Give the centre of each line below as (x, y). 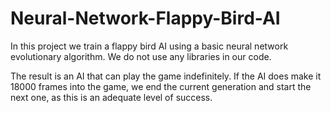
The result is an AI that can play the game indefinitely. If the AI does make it (166, 76)
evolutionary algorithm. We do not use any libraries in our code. (141, 56)
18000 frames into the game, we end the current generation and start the (161, 86)
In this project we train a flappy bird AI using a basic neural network (149, 46)
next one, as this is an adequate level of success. (111, 97)
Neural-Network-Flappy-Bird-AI (145, 18)
